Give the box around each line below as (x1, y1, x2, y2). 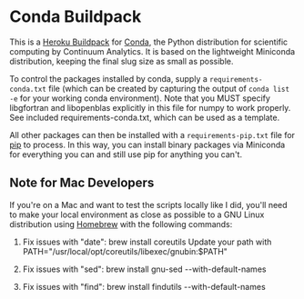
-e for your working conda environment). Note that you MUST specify (9, 93, 271, 104)
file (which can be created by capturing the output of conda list (48, 83, 289, 94)
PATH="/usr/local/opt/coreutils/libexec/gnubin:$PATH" (22, 245, 228, 256)
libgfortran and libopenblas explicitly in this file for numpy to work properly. (9, 102, 291, 113)
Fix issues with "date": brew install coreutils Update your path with (22, 236, 272, 247)
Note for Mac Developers (9, 175, 155, 191)
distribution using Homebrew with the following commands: (9, 218, 233, 229)
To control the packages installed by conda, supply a (9, 73, 208, 84)
